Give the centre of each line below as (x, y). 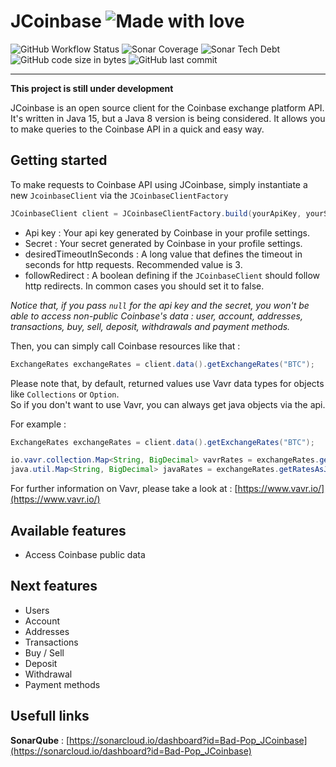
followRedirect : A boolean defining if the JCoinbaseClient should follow (172, 275)
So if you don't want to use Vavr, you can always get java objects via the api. (168, 404)
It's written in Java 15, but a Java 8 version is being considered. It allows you (168, 118)
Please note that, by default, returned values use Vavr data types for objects (167, 383)
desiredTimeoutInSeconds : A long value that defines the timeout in (163, 254)
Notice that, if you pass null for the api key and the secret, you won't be (160, 305)
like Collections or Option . (65, 394)
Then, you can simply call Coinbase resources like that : (125, 346)
